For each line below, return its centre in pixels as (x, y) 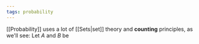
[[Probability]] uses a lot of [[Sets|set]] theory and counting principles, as (100, 29)
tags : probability (30, 12)
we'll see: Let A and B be (38, 35)
